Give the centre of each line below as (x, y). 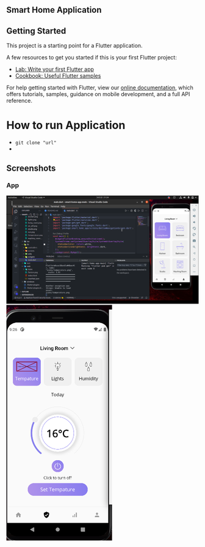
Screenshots (31, 168)
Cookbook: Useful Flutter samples (58, 76)
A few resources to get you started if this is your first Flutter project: (92, 58)
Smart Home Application (54, 10)
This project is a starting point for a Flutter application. (74, 46)
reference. (19, 101)
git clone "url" (36, 143)
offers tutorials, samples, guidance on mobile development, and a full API (98, 94)
